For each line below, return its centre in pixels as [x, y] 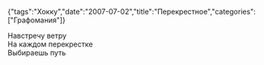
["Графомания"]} [37, 20]
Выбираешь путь [37, 53]
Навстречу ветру [37, 36]
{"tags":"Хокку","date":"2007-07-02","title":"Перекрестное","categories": [132, 12]
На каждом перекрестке [51, 44]
